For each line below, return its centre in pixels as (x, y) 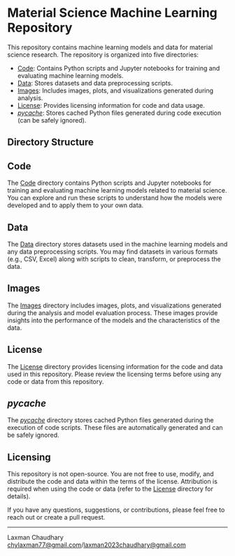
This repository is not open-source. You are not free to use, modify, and (111, 474)
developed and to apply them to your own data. (76, 205)
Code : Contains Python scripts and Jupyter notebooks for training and (119, 68)
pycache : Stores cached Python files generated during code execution (119, 113)
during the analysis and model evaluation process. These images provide (113, 312)
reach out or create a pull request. (56, 517)
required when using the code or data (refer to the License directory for (110, 489)
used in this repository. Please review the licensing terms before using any (114, 374)
